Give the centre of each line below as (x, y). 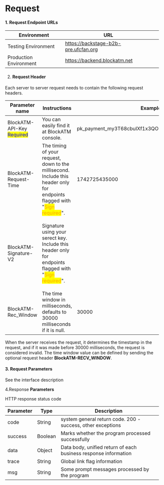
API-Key (18, 129)
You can (51, 119)
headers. (14, 93)
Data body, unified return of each (99, 447)
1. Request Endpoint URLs (31, 22)
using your (54, 232)
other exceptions (102, 425)
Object (45, 450)
